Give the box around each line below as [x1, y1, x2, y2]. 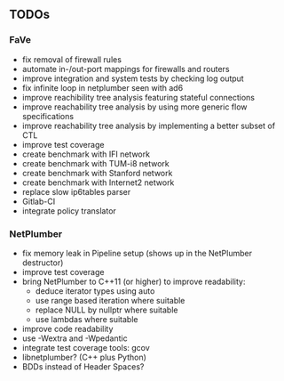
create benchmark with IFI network [21, 149, 151, 159]
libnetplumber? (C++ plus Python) [21, 352, 146, 362]
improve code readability [21, 323, 114, 334]
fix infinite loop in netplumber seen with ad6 [21, 82, 184, 93]
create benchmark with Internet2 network [21, 177, 175, 188]
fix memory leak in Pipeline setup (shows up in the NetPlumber [21, 247, 253, 258]
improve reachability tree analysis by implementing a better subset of [21, 120, 276, 131]
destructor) [21, 257, 64, 268]
